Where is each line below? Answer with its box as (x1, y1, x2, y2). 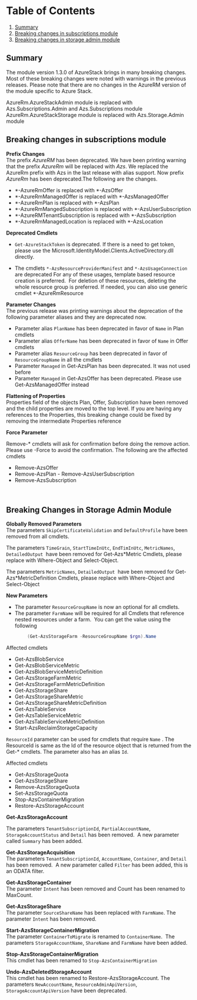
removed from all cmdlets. (6, 533, 69, 540)
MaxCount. (6, 892, 33, 899)
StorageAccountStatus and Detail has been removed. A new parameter (6, 831, 179, 838)
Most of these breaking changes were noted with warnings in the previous (6, 75, 186, 82)
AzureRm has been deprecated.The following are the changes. (6, 175, 158, 182)
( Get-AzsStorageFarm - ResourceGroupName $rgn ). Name (27, 634, 157, 640)
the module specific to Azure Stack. (6, 87, 93, 95)
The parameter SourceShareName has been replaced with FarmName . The (6, 909, 176, 917)
